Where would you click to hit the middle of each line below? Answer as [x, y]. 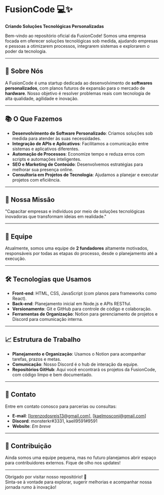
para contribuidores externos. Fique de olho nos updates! [63, 463]
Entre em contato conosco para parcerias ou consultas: [61, 406]
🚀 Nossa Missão [30, 200]
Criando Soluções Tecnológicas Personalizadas [54, 26]
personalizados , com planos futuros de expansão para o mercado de [75, 88]
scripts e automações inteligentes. [47, 159]
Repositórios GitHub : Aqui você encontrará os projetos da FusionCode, [84, 369]
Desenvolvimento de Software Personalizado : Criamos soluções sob [82, 133]
